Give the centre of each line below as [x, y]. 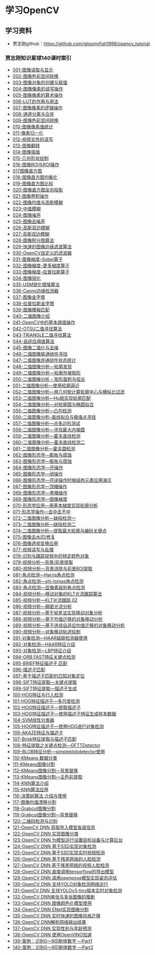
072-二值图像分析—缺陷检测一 [44, 518]
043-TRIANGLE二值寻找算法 [42, 335]
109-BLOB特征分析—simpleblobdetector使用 [59, 752]
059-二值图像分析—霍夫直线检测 [46, 436]
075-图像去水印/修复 [34, 537]
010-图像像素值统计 [33, 127]
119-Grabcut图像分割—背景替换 [45, 815]
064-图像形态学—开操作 [38, 468]
